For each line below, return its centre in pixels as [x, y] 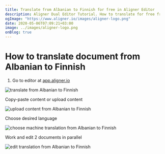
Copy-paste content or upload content [44, 99]
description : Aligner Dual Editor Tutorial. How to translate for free [80, 14]
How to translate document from [73, 56]
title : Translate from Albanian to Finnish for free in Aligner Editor [80, 10]
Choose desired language [31, 118]
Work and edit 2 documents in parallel [43, 137]
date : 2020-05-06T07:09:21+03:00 [39, 23]
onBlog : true [18, 32]
